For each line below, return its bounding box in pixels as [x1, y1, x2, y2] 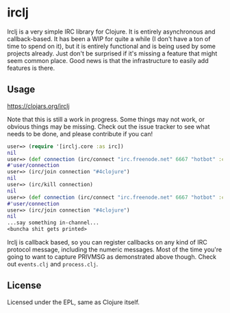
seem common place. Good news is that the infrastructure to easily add [7, 56, 209, 64]
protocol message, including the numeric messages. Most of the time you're [7, 245, 222, 253]
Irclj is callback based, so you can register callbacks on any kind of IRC [7, 238, 207, 246]
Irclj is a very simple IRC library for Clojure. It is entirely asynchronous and [7, 27, 216, 36]
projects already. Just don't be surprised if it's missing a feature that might [7, 49, 218, 58]
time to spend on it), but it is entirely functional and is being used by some [7, 42, 216, 50]
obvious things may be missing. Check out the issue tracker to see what [7, 122, 210, 131]
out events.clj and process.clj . [7, 260, 99, 268]
